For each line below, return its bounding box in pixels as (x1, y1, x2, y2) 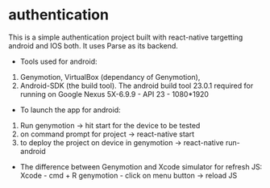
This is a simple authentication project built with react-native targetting (8, 32, 243, 42)
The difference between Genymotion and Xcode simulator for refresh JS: (19, 161, 263, 171)
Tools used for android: (19, 56, 98, 66)
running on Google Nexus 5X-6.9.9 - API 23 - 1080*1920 (19, 89, 210, 98)
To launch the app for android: (19, 105, 121, 115)
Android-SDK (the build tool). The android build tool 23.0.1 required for (19, 81, 254, 90)
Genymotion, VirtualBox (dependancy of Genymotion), (19, 72, 201, 81)
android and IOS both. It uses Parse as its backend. (8, 40, 179, 50)
